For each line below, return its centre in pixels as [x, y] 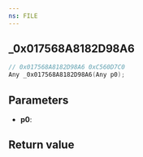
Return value [41, 145]
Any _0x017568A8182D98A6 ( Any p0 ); [67, 75]
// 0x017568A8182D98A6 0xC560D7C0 [67, 67]
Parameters [39, 100]
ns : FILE [23, 16]
